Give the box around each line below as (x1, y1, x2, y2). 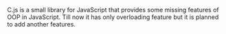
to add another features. (7, 20, 76, 28)
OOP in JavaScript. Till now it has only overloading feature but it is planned (7, 13, 219, 21)
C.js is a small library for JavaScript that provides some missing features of (7, 6, 220, 14)
